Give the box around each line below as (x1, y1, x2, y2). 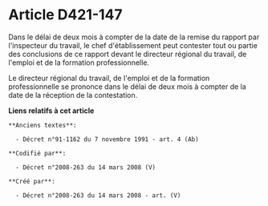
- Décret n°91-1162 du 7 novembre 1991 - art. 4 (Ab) (15, 135, 199, 143)
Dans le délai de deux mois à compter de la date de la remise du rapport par (8, 32, 260, 42)
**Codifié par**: (8, 149, 67, 157)
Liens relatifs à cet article (8, 106, 95, 115)
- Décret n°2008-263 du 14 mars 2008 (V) (15, 163, 156, 172)
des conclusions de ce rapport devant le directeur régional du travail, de (8, 49, 247, 59)
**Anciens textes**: (8, 121, 78, 129)
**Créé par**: (8, 177, 56, 185)
